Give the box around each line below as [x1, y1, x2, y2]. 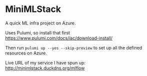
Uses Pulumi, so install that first [5, 29, 70, 35]
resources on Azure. [5, 50, 47, 56]
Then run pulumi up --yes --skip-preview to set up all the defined [5, 44, 142, 50]
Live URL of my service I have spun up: [5, 59, 86, 65]
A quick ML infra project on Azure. [5, 20, 76, 26]
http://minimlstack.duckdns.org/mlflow [5, 65, 85, 71]
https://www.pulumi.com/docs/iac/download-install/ [5, 35, 113, 41]
